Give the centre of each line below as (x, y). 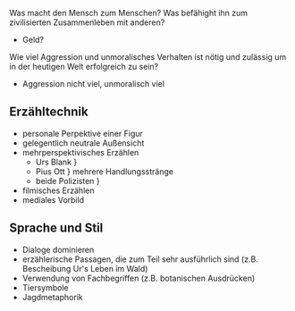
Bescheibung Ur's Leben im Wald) (85, 268)
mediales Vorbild (53, 199)
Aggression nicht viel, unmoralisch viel (93, 84)
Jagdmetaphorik (52, 297)
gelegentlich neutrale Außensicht (83, 143)
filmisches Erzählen (58, 190)
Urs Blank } (56, 162)
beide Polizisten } (67, 181)
